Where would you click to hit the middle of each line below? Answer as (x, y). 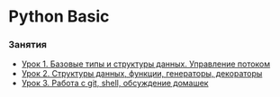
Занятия (27, 45)
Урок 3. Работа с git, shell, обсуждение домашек (115, 84)
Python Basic (59, 17)
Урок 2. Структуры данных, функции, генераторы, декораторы (142, 74)
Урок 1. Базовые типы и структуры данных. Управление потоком (146, 64)
